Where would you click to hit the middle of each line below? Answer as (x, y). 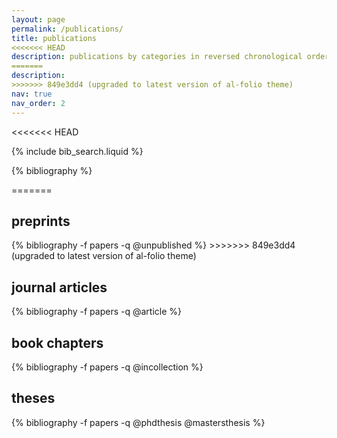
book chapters (57, 342)
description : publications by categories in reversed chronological (157, 57)
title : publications (54, 38)
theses (33, 398)
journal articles (59, 287)
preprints (41, 221)
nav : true (32, 94)
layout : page (38, 19)
